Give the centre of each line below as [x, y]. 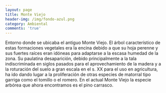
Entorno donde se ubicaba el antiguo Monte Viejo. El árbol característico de [83, 42]
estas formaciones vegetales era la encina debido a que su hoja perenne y [82, 48]
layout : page [19, 10]
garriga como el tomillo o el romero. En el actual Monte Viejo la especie [78, 80]
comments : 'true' [23, 28]
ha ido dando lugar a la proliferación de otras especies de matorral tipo [78, 74]
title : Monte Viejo [25, 14]
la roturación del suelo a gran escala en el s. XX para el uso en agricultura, [82, 69]
